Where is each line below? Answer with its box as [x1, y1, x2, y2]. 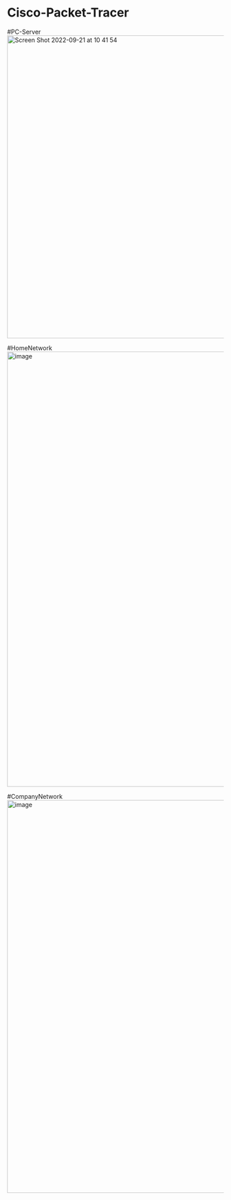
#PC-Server [7, 28, 41, 36]
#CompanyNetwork [7, 792, 63, 800]
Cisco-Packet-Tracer [7, 5, 129, 21]
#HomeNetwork [7, 343, 53, 352]
